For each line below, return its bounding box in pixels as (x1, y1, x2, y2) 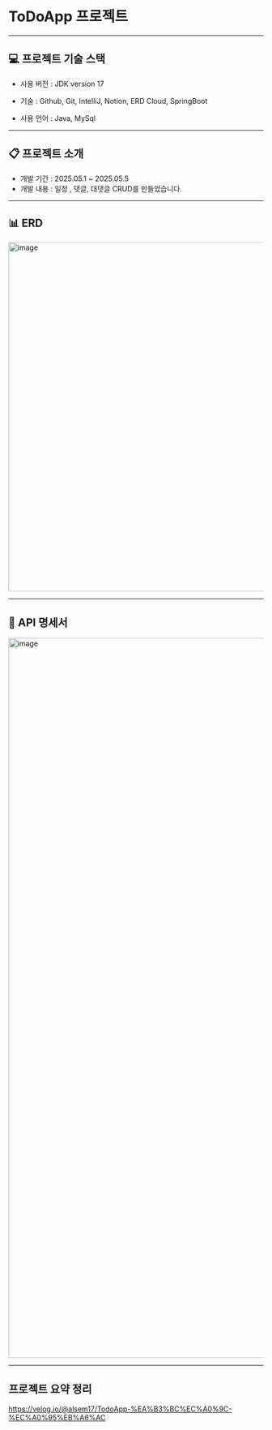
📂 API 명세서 (8, 616, 68, 629)
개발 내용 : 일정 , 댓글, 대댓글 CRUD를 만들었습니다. (19, 183, 183, 193)
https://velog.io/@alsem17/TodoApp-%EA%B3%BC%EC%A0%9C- (8, 1404, 232, 1414)
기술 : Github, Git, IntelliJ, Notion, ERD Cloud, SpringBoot (19, 96, 208, 105)
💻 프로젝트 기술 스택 (8, 52, 106, 66)
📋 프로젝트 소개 (8, 147, 83, 161)
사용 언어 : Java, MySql (19, 113, 96, 122)
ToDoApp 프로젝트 (8, 7, 128, 26)
